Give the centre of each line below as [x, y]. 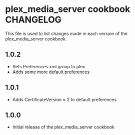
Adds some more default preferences [51, 72]
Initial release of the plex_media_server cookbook [63, 127]
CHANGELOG [33, 20]
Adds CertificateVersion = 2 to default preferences [64, 99]
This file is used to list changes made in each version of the [66, 33]
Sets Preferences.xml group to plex [49, 66]
